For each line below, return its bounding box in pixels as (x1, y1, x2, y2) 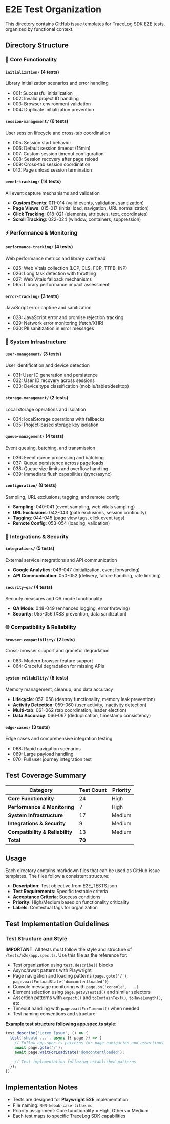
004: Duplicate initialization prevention (12, 107, 94, 113)
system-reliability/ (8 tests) (5, 674, 69, 681)
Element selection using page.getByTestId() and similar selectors (12, 989, 151, 995)
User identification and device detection (5, 362, 90, 368)
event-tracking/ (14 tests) (5, 178, 61, 185)
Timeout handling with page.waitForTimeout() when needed (12, 1005, 140, 1012)
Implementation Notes (5, 1083, 78, 1092)
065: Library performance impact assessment (12, 281, 110, 287)
